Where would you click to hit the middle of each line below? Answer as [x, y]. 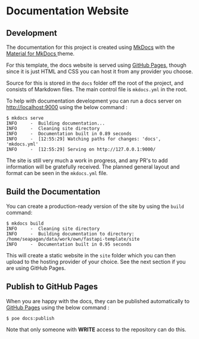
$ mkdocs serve [25, 118]
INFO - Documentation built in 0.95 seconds [69, 244]
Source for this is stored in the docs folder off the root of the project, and [95, 83]
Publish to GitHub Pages [52, 287]
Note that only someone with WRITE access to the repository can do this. [96, 329]
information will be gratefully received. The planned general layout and [93, 167]
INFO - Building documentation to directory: [70, 234]
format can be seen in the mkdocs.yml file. [57, 173]
